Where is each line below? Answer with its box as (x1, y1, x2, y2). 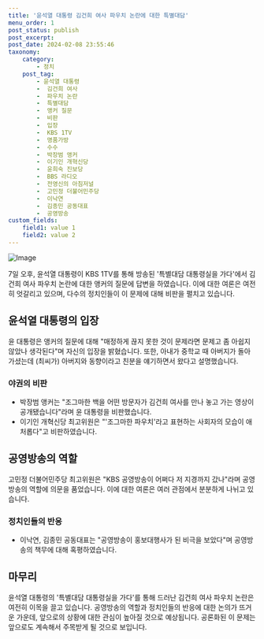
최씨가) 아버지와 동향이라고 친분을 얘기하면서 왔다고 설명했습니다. (38, 356, 239, 366)
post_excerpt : (8, 33, 55, 42)
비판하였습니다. (50, 426, 97, 436)
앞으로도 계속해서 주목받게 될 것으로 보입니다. (8, 622, 147, 631)
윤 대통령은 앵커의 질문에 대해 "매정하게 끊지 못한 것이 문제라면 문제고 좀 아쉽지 (8, 336, 251, 346)
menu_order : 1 (8, 19, 55, 27)
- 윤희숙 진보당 (36, 165, 84, 173)
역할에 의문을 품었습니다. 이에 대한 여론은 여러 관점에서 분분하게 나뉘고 (28, 484, 246, 493)
